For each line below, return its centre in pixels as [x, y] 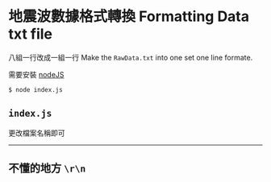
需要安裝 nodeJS [36, 74]
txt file [31, 34]
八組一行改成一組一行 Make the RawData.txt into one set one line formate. [131, 57]
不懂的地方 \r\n [47, 169]
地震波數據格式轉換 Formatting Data [129, 17]
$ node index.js [35, 89]
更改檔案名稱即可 [37, 133]
